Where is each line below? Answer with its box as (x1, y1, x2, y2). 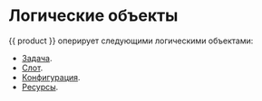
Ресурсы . (21, 81, 59, 92)
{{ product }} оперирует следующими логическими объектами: (8, 35, 254, 46)
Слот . (21, 62, 44, 73)
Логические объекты (8, 5, 179, 26)
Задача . (21, 52, 53, 63)
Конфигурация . (21, 71, 81, 82)
